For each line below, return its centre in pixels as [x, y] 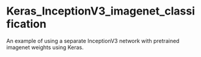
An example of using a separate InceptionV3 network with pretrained [93, 41]
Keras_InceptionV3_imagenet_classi [101, 11]
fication [27, 24]
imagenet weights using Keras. [45, 47]
